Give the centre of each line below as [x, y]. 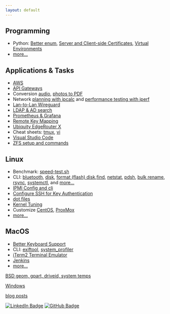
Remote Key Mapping [35, 121]
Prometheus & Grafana [37, 116]
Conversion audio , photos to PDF [48, 94]
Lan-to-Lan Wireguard [36, 105]
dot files [21, 199]
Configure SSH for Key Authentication [53, 194]
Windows [15, 286]
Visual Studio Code [33, 137]
